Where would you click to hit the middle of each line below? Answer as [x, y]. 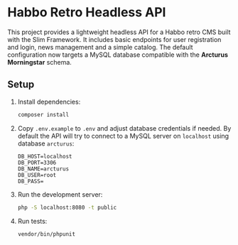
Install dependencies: [49, 102]
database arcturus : [46, 143]
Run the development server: [60, 194]
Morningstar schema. [40, 62]
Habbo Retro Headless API [87, 12]
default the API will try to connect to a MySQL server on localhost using [123, 136]
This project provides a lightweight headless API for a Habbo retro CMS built [119, 32]
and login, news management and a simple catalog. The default [100, 47]
